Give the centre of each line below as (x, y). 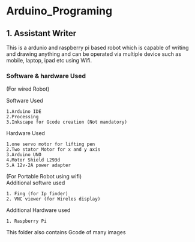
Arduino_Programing (59, 11)
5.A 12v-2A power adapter (38, 165)
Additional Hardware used (38, 210)
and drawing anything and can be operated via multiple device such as (94, 54)
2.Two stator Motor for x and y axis (53, 150)
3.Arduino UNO (24, 155)
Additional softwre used (36, 183)
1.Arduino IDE (24, 112)
